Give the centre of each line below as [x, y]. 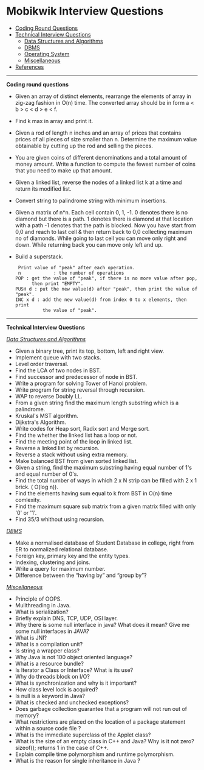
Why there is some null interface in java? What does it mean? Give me [102, 624]
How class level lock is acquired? [56, 689]
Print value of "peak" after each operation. [76, 267]
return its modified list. [43, 189]
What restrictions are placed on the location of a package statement [100, 722]
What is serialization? [42, 612]
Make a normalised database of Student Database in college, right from [104, 543]
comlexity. [28, 500]
